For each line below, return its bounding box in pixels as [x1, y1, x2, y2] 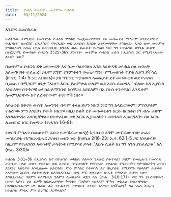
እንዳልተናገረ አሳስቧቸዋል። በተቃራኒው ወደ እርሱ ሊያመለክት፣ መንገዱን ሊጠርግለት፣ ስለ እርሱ [5, 113, 159, 120]
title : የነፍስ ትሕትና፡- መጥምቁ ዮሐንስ [5, 7, 74, 13]
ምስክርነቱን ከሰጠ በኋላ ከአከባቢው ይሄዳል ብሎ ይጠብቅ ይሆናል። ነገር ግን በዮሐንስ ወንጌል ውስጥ [5, 45, 155, 50]
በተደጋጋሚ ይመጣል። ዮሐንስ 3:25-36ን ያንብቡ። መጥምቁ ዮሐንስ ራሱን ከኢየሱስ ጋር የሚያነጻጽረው [5, 49, 164, 55]
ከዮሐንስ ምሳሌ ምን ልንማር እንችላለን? [5, 188, 67, 193]
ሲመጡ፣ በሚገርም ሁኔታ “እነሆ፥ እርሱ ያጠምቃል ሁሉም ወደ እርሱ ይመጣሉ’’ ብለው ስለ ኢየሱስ [5, 80, 164, 87]
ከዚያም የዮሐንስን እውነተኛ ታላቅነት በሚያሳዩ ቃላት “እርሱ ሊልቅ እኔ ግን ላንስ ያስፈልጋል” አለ [5, 140, 162, 147]
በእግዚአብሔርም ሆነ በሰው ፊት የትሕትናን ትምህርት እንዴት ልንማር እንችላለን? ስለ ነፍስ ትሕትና [5, 183, 155, 188]
